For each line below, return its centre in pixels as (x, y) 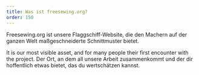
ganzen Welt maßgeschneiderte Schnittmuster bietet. (73, 41)
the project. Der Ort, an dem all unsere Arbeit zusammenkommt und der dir (100, 59)
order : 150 (20, 17)
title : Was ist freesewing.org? (47, 12)
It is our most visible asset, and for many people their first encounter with (97, 52)
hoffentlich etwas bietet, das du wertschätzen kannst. (73, 65)
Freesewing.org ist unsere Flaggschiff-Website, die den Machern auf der (97, 34)
